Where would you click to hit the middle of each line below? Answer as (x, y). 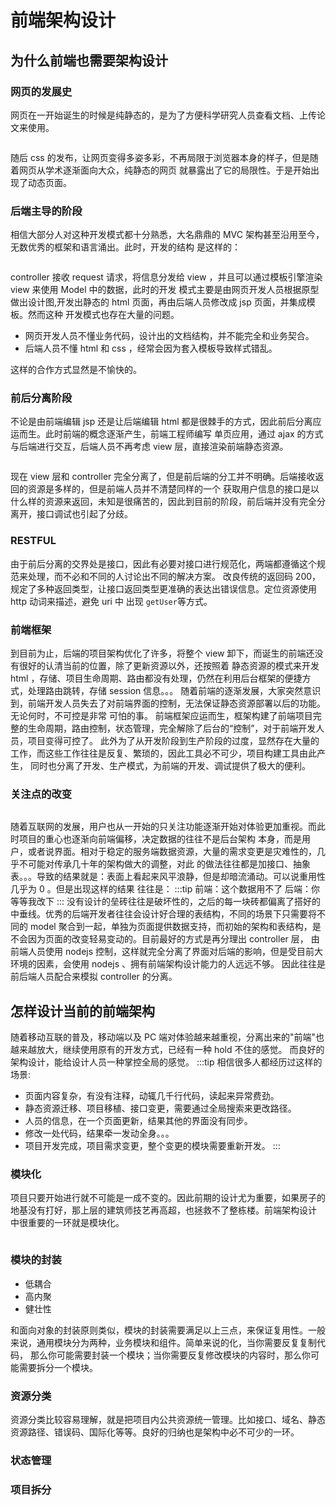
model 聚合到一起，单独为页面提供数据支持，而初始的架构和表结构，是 (175, 927)
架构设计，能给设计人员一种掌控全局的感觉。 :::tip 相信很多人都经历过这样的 (166, 1062)
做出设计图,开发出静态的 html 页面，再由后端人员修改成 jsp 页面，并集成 (158, 302)
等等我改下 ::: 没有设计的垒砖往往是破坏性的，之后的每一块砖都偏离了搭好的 (165, 902)
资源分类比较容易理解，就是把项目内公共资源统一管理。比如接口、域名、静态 (168, 1420)
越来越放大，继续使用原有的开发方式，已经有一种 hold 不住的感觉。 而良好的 (167, 1050)
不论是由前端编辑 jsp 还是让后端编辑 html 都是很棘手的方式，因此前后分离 (161, 422)
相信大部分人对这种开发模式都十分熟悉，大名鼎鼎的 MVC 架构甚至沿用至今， (167, 235)
